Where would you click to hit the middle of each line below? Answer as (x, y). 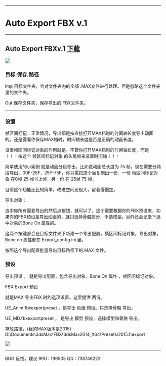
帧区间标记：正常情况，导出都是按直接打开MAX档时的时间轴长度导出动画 (79, 133)
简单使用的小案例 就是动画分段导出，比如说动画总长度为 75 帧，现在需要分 (81, 167)
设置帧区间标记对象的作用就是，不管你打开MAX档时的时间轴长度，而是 (77, 150)
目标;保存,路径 (22, 74)
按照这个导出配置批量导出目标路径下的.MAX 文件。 (57, 250)
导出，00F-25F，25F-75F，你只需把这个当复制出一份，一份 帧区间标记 (82, 173)
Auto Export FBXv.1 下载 (42, 49)
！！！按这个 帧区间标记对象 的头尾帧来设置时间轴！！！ (62, 156)
